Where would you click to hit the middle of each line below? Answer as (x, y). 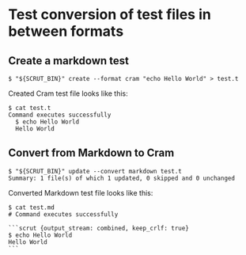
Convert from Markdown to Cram (91, 153)
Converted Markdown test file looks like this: (81, 192)
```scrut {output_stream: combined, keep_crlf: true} (99, 228)
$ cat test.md (32, 207)
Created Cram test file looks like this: (68, 93)
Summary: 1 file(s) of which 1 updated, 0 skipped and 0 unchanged (122, 178)
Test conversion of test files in (110, 15)
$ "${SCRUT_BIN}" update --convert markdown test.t (95, 171)
